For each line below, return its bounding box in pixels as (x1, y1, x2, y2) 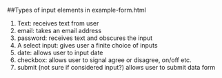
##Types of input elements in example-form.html (7, 6, 146, 14)
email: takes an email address (17, 27, 102, 35)
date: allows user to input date (17, 48, 103, 57)
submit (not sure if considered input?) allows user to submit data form (17, 64, 216, 71)
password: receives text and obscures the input (17, 34, 153, 42)
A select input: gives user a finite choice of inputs (17, 41, 158, 49)
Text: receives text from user (17, 19, 99, 27)
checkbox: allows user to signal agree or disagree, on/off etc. (17, 56, 192, 64)
